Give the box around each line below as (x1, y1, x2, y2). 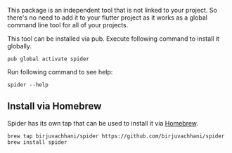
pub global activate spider (7, 55, 90, 62)
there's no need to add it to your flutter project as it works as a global (7, 13, 207, 22)
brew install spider (7, 138, 68, 146)
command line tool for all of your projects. (7, 21, 129, 29)
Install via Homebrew (7, 100, 102, 112)
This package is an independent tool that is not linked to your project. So (7, 6, 218, 14)
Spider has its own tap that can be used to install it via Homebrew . (7, 119, 199, 127)
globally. (7, 42, 32, 50)
